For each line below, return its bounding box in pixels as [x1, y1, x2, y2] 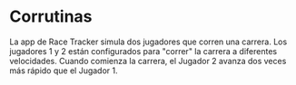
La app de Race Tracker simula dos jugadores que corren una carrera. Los [9, 36, 288, 47]
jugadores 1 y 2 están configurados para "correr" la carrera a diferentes [9, 45, 278, 56]
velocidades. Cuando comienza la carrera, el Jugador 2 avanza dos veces [9, 55, 287, 66]
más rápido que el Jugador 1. [9, 65, 118, 76]
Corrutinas [9, 6, 93, 27]
